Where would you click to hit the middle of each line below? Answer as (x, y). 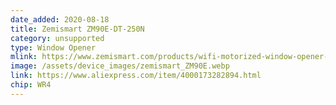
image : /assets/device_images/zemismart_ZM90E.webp (120, 66)
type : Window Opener (53, 47)
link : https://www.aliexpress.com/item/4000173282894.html (136, 76)
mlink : (24, 57)
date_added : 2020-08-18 (60, 19)
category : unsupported (57, 38)
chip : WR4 (31, 85)
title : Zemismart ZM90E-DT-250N (77, 29)
